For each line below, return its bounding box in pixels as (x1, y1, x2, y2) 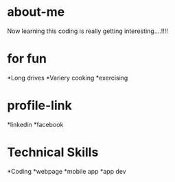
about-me (7, 4, 65, 20)
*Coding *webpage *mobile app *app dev (7, 167, 126, 175)
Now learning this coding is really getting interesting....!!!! (7, 27, 168, 35)
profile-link (7, 98, 72, 113)
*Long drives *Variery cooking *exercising (7, 73, 128, 82)
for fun (7, 51, 47, 67)
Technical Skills (7, 145, 99, 160)
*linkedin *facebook (7, 120, 64, 128)
